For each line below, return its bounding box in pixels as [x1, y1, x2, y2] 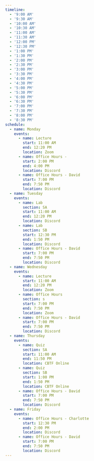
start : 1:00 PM [23, 375, 54, 379]
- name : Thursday [9, 334, 45, 338]
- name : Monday [9, 126, 41, 131]
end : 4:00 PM [23, 164, 50, 168]
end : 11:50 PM [23, 356, 52, 361]
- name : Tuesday [9, 191, 43, 196]
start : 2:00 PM [23, 159, 54, 164]
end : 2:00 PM [23, 425, 50, 430]
